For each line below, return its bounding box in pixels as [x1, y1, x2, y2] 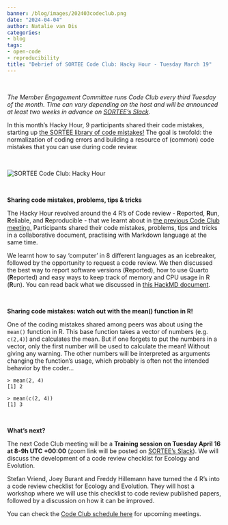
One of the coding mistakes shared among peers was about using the [7, 320, 203, 329]
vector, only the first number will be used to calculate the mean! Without [7, 342, 210, 350]
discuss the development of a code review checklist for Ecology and [7, 454, 199, 462]
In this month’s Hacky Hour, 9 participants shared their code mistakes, [7, 120, 205, 129]
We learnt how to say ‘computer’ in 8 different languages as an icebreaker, [7, 251, 216, 259]
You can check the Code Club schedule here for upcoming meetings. [7, 509, 201, 517]
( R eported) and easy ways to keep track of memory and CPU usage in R [7, 273, 210, 281]
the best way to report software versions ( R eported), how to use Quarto [7, 266, 209, 274]
